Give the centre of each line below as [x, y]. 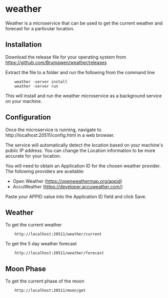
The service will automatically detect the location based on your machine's [84, 145]
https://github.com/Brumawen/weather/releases [56, 62]
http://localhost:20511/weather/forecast [59, 253]
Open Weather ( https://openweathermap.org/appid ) [67, 181]
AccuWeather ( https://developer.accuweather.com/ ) [68, 186]
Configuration [28, 118]
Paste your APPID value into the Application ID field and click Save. [76, 196]
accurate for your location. [33, 156]
